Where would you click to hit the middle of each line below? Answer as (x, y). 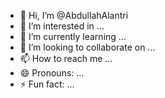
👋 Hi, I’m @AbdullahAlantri (74, 15)
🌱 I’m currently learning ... (73, 36)
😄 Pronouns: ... (52, 73)
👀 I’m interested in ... (62, 26)
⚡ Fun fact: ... (47, 84)
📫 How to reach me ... (66, 58)
